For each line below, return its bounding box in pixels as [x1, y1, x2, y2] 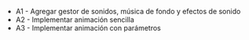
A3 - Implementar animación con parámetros [15, 24, 161, 32]
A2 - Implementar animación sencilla [15, 15, 135, 24]
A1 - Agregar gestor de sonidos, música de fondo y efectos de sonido [15, 7, 241, 16]
